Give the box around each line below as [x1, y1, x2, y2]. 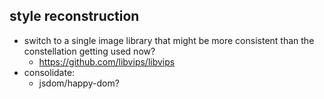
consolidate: [23, 66, 76, 78]
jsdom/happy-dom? [38, 77, 120, 89]
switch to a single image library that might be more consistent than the [23, 34, 315, 46]
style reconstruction [9, 8, 140, 25]
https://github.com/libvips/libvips [38, 55, 176, 68]
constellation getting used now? [23, 45, 156, 57]
